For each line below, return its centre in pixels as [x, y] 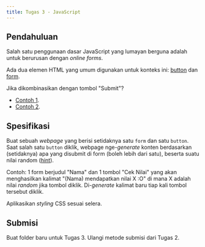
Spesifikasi [28, 126]
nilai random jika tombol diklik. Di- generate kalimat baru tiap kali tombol [97, 185]
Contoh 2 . [28, 107]
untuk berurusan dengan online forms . [55, 58]
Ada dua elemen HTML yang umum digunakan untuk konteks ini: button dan [102, 70]
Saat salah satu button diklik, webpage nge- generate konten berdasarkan [99, 147]
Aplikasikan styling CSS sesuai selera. [54, 203]
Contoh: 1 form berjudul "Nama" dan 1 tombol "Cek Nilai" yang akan [92, 172]
